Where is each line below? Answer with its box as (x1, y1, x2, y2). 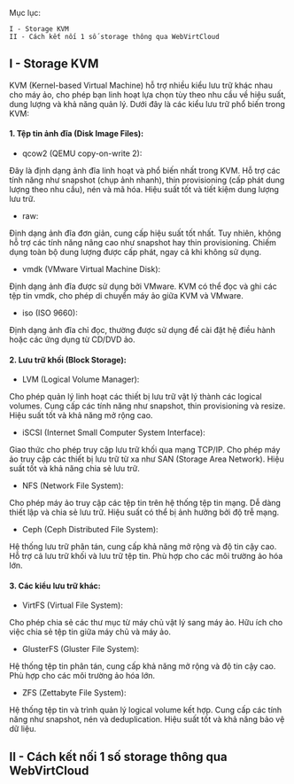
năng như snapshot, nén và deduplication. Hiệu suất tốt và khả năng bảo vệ (9, 714, 285, 725)
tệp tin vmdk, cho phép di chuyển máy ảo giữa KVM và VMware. (9, 291, 244, 301)
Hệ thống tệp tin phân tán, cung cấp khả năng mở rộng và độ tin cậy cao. (9, 661, 276, 671)
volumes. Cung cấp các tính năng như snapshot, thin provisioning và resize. (9, 400, 286, 411)
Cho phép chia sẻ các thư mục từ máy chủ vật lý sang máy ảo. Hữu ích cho (9, 617, 283, 628)
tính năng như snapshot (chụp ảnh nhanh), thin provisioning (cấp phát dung (9, 175, 285, 185)
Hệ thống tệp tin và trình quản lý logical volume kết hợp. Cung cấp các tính (9, 704, 282, 716)
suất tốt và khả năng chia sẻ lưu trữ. (9, 463, 140, 474)
